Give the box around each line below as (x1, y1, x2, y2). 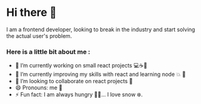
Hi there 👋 (6, 6, 57, 20)
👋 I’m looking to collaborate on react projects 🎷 (15, 78, 133, 85)
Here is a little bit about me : (6, 47, 90, 56)
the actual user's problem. (6, 32, 72, 39)
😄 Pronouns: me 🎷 (15, 84, 63, 91)
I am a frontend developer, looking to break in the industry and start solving (6, 26, 196, 33)
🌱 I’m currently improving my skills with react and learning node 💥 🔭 (15, 70, 186, 78)
